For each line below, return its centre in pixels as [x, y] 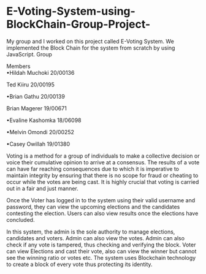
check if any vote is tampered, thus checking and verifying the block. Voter [101, 245]
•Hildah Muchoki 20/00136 [40, 72]
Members [18, 66]
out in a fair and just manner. [42, 188]
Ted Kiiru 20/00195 [31, 85]
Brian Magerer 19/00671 [37, 108]
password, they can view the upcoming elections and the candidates [93, 207]
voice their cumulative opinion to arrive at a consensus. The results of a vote [103, 162]
